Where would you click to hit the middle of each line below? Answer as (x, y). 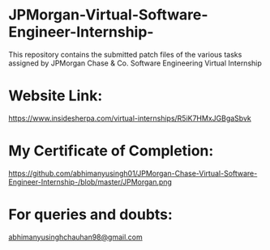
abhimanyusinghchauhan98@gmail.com (76, 237)
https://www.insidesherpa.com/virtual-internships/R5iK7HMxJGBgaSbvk (130, 118)
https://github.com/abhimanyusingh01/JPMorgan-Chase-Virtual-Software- (133, 173)
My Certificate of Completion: (111, 151)
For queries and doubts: (90, 214)
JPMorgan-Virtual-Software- (108, 15)
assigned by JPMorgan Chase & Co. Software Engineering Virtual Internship (135, 63)
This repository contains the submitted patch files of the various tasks (125, 54)
